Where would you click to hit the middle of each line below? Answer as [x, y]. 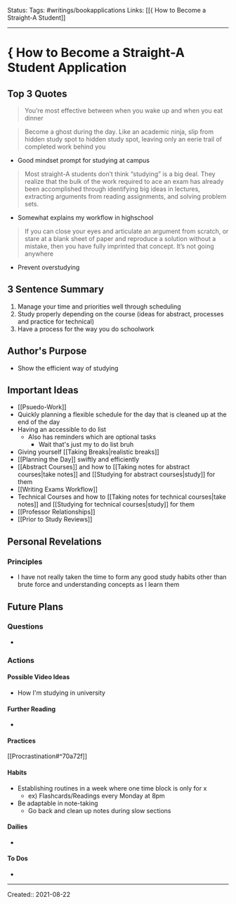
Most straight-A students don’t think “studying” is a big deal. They [120, 174]
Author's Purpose [47, 351]
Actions [21, 660]
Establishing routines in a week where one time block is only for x [112, 788]
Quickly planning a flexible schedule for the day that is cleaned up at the [122, 414]
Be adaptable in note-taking [58, 803]
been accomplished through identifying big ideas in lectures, [112, 189]
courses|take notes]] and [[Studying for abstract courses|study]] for [116, 474]
